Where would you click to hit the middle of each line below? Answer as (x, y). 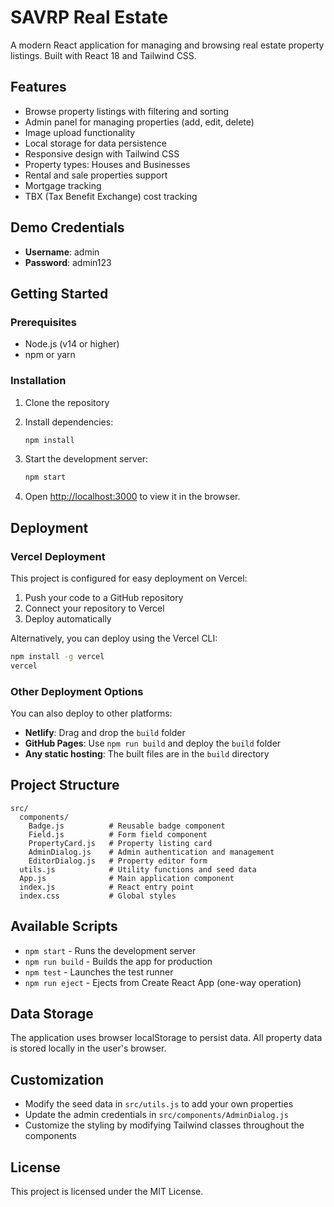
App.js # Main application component (127, 878)
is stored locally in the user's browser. (88, 1048)
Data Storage (52, 1014)
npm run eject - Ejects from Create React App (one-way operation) (163, 982)
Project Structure (65, 785)
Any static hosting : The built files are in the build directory (147, 754)
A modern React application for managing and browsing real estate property (167, 45)
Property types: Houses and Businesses (107, 164)
